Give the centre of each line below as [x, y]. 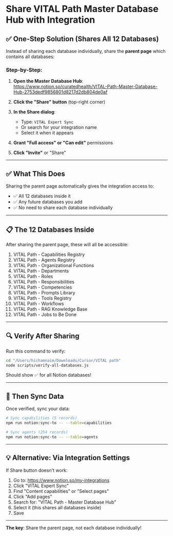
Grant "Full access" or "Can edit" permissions [63, 143]
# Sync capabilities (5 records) [42, 418]
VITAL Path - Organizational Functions [54, 265]
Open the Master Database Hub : [48, 81]
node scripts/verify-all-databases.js [47, 365]
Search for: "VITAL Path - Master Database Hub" [65, 502]
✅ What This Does [36, 173]
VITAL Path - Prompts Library [44, 292]
